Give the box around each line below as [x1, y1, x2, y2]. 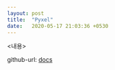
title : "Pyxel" [7, 16, 53, 23]
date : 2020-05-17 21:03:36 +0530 [7, 22, 109, 29]
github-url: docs [7, 56, 53, 64]
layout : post [7, 10, 44, 17]
